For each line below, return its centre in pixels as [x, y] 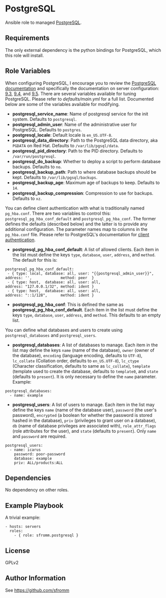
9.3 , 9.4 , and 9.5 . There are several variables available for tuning [71, 94]
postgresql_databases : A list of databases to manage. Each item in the [85, 345]
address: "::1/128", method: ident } [50, 295]
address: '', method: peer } [50, 278]
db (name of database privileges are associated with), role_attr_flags [84, 425]
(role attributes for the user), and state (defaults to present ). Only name [84, 431]
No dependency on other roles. [37, 490]
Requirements [27, 38]
